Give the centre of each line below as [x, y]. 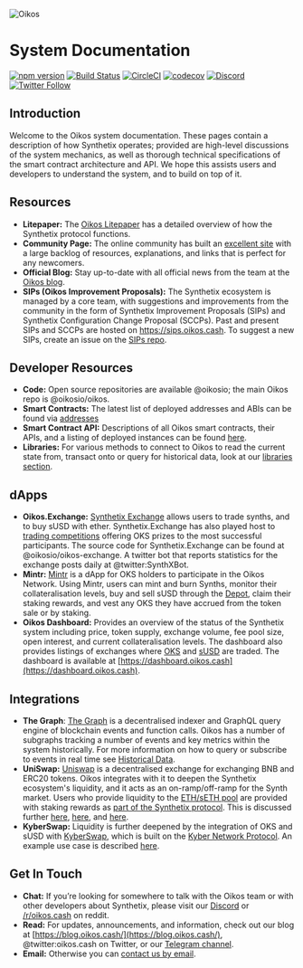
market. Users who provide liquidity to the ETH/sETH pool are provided [155, 797]
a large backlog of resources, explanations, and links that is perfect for [154, 252]
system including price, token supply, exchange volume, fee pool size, [153, 632]
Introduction [45, 114]
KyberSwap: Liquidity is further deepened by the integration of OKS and [157, 826]
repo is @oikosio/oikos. [66, 399]
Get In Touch [46, 874]
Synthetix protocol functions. [76, 233]
